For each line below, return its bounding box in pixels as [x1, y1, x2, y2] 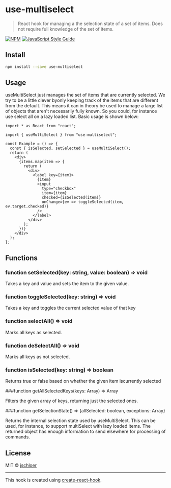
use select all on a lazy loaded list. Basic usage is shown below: [5, 113, 139, 120]
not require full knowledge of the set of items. [17, 26, 113, 32]
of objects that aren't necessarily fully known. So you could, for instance [5, 108, 157, 114]
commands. [5, 434, 31, 440]
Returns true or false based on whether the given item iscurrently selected [5, 378, 161, 384]
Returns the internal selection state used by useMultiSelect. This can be [5, 417, 156, 424]
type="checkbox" [41, 186, 76, 191]
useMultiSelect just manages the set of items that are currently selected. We [5, 92, 165, 98]
